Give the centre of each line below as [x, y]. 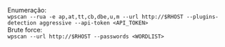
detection [22, 23]
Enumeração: [27, 10]
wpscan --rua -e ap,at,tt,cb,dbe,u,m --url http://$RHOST [95, 17]
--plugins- [202, 17]
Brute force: [25, 30]
